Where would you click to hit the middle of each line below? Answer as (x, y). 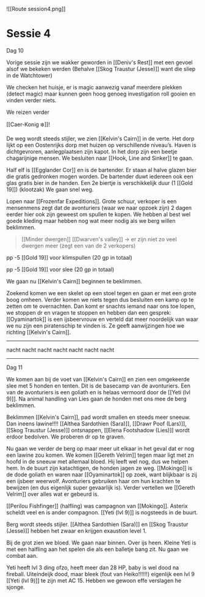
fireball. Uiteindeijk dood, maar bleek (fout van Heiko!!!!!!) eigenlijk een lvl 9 (101, 574)
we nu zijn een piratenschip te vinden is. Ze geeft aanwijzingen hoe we (95, 325)
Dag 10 (15, 50)
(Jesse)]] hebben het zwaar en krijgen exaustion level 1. (77, 531)
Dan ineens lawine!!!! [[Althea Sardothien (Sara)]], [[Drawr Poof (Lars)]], (97, 423)
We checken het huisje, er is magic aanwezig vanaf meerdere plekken (94, 87)
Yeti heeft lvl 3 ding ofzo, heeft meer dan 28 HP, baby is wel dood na (93, 567)
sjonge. (16, 587)
